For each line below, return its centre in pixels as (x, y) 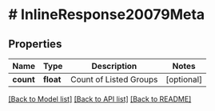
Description (114, 66)
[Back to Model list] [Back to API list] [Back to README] (100, 99)
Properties (35, 44)
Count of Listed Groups (114, 79)
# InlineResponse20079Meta (107, 15)
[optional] (183, 79)
